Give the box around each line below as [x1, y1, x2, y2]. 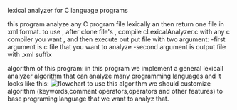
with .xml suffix [7, 50, 52, 59]
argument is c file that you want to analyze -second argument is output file [7, 43, 226, 51]
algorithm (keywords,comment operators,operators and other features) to [7, 87, 223, 95]
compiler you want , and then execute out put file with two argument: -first [7, 35, 226, 44]
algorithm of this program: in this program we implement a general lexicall [7, 64, 224, 72]
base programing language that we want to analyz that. [7, 94, 169, 103]
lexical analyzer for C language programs [7, 6, 128, 14]
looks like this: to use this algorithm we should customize [7, 79, 211, 88]
